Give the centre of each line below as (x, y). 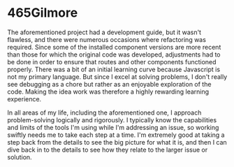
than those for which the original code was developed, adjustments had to (114, 55)
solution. (20, 157)
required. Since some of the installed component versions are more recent (114, 47)
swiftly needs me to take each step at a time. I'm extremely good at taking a (116, 135)
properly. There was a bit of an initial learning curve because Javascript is (114, 69)
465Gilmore (43, 13)
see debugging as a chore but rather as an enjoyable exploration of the (109, 84)
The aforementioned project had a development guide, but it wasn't (104, 32)
